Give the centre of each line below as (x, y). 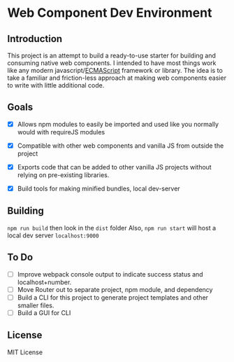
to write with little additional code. (56, 85)
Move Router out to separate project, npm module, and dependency (115, 289)
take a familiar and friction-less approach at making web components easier (117, 78)
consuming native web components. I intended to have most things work (112, 63)
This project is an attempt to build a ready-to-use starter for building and (112, 55)
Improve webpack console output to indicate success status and (110, 274)
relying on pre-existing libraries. (63, 175)
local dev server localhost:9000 (53, 235)
